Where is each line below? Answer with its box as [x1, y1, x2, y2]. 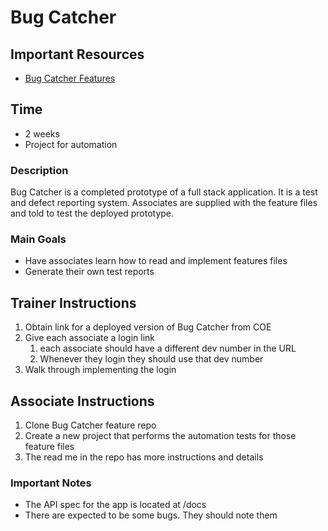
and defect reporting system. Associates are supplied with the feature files [10, 197, 318, 209]
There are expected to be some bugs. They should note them [24, 509, 278, 521]
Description [10, 163, 69, 177]
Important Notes [10, 476, 92, 490]
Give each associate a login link [24, 332, 156, 344]
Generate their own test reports [24, 266, 155, 278]
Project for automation [24, 138, 118, 150]
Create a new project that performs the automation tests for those [24, 430, 297, 442]
